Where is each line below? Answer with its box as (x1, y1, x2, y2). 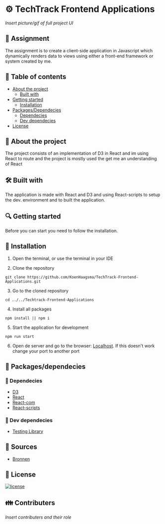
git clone (5, 275, 26, 280)
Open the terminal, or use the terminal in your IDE (12, 255, 113, 261)
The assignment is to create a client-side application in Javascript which (5, 47, 153, 53)
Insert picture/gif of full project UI (5, 20, 73, 26)
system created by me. (5, 58, 52, 64)
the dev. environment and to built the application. (5, 197, 106, 203)
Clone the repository (12, 265, 55, 271)
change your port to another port (12, 348, 80, 354)
